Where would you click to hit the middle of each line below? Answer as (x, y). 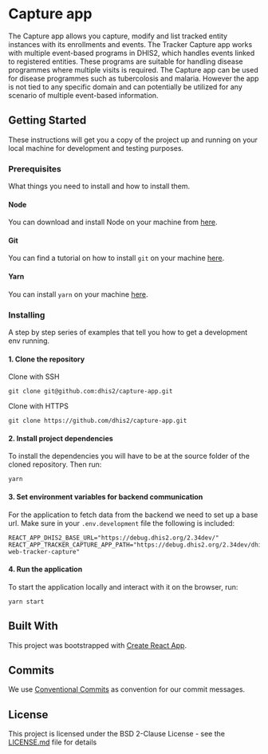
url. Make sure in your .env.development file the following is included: (122, 523)
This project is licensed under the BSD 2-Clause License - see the (117, 734)
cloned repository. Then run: (55, 464)
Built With (33, 626)
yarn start (26, 602)
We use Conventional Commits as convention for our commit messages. (127, 689)
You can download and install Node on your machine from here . (113, 222)
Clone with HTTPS (39, 406)
